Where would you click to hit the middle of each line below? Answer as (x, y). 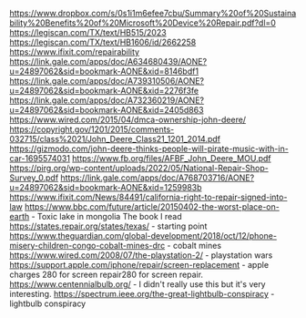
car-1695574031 (40, 158)
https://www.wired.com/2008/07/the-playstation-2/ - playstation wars (141, 255)
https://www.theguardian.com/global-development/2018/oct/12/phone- (143, 236)
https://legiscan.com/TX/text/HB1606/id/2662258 (103, 42)
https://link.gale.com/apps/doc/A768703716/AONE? (158, 178)
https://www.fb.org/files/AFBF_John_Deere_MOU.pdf (172, 158)
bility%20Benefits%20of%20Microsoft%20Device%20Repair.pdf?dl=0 (143, 23)
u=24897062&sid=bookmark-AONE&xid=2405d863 (107, 110)
